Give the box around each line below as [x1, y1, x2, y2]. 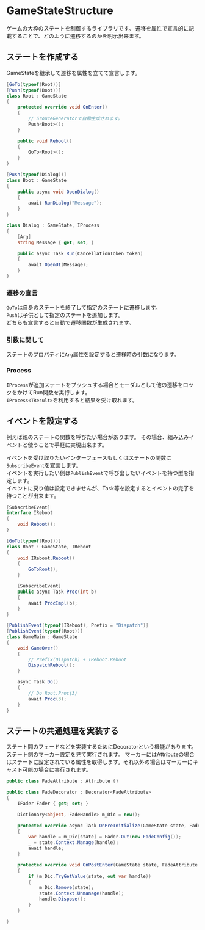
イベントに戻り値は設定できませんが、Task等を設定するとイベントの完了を [6, 484, 195, 492]
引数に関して [6, 336, 44, 344]
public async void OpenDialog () [17, 189, 99, 195]
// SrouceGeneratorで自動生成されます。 [28, 115, 123, 122]
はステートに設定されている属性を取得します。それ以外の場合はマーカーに [6, 758, 193, 766]
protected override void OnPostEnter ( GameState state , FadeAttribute [17, 862, 198, 868]
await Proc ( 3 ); [28, 696, 67, 702]
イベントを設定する [6, 416, 79, 426]
